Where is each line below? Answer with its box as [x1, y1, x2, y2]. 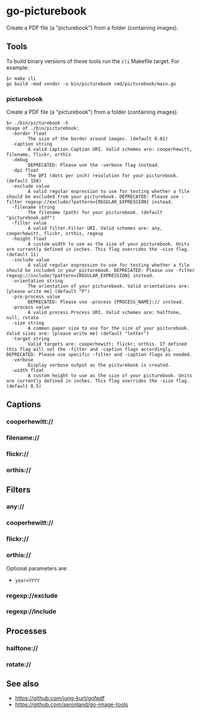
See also [6, 679, 39, 689]
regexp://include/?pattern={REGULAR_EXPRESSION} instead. [6, 272, 155, 279]
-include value [11, 257, 50, 263]
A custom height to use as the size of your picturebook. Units [28, 373, 193, 379]
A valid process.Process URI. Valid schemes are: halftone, [28, 310, 182, 316]
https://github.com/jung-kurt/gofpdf [14, 695, 105, 702]
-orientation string [11, 278, 63, 284]
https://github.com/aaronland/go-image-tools [14, 701, 128, 708]
